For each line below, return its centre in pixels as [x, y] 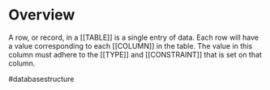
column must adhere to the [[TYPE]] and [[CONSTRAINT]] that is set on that [135, 54]
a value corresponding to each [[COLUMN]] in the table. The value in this [131, 45]
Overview [42, 15]
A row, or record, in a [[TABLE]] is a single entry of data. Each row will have [134, 37]
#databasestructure [41, 79]
